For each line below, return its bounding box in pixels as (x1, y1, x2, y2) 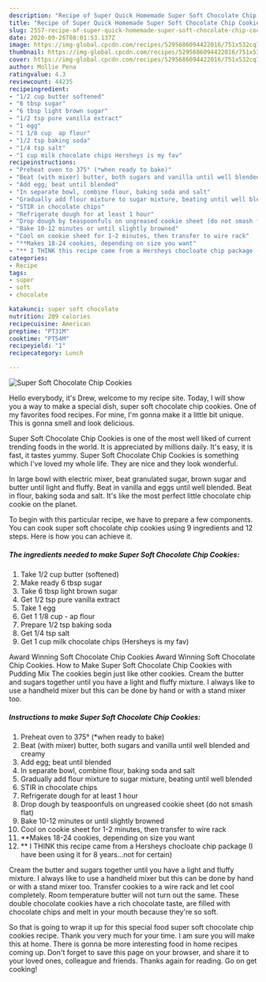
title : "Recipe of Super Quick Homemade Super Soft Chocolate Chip (9, 19, 236, 27)
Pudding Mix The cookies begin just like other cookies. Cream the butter (9, 669, 244, 678)
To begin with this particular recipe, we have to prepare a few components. (9, 515, 253, 524)
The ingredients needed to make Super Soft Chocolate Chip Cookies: (9, 550, 240, 559)
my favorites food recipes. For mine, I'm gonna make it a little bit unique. (9, 410, 244, 419)
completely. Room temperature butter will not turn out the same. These (9, 890, 239, 900)
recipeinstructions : (9, 159, 77, 167)
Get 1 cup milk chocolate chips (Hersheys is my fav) (20, 636, 189, 646)
